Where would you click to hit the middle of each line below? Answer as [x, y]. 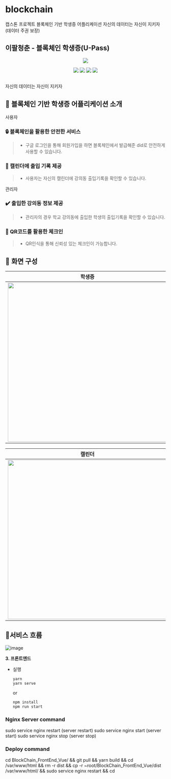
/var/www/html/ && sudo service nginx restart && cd [60, 771]
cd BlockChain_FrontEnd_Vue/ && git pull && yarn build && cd [69, 760]
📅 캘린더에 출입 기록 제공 [34, 166]
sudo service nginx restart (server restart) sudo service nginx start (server [83, 731]
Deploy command [27, 749]
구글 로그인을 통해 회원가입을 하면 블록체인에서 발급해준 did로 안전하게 [95, 145]
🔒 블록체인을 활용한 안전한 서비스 [43, 131]
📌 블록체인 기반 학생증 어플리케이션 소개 [64, 104]
